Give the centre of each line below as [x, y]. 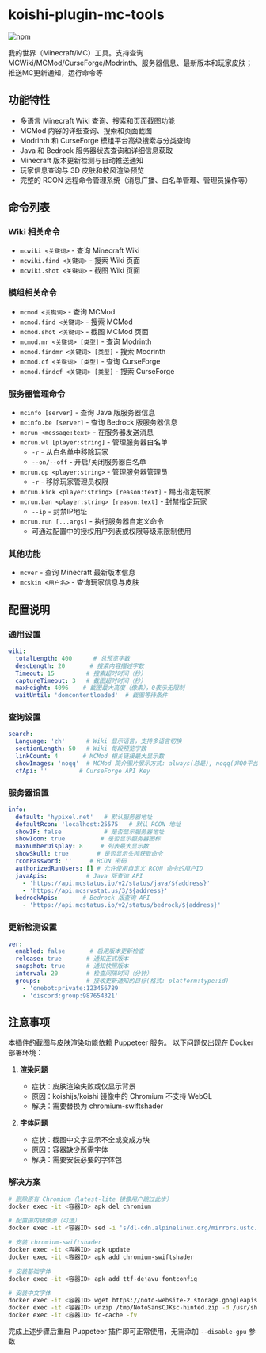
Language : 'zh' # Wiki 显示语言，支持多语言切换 [99, 741]
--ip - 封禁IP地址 [59, 512]
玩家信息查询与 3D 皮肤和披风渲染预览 [82, 170]
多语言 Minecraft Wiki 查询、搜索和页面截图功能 [97, 120]
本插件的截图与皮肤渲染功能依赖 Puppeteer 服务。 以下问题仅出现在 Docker [131, 1042]
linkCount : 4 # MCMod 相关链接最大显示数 [90, 757]
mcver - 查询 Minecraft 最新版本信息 [78, 573]
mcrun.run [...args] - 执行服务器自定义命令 [92, 521]
